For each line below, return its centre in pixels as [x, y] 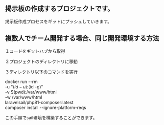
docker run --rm [22, 82]
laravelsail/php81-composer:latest [39, 102]
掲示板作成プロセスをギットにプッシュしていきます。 [59, 21]
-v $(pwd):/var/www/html [31, 92]
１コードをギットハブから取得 [35, 51]
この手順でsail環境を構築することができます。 [51, 117]
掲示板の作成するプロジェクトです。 [59, 9]
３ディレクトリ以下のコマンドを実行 [42, 72]
